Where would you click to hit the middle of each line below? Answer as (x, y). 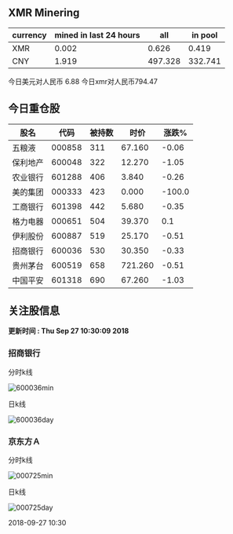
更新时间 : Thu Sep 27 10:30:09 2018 (69, 331)
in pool (205, 35)
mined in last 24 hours (97, 35)
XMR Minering (44, 13)
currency (29, 35)
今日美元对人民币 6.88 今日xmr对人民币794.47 (83, 81)
